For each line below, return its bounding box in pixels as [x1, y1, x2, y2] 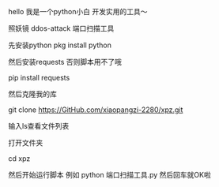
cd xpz [8, 154, 31, 163]
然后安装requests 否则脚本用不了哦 [8, 58, 123, 66]
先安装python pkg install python [8, 40, 112, 50]
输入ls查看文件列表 [8, 122, 70, 130]
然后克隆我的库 [8, 89, 57, 99]
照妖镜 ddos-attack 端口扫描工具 [8, 24, 115, 33]
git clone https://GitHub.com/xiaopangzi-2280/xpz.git [8, 105, 183, 114]
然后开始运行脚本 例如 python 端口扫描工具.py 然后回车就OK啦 [8, 170, 211, 179]
